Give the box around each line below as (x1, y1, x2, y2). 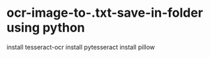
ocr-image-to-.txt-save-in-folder (6, 5, 204, 21)
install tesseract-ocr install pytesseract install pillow (6, 43, 155, 51)
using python (6, 20, 85, 36)
